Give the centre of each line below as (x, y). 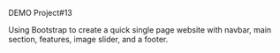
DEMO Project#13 (40, 13)
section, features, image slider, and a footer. (88, 39)
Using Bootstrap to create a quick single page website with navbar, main (140, 30)
